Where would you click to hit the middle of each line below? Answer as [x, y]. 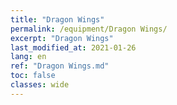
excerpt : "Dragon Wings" [62, 38]
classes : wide [40, 85]
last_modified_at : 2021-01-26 [73, 47]
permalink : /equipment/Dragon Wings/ [89, 29]
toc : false [33, 76]
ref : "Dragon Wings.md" [60, 66]
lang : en [28, 57]
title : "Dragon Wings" [57, 19]
